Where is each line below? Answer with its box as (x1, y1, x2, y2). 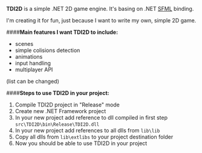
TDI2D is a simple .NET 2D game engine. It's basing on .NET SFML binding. (6, 5, 194, 12)
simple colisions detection (15, 47, 80, 54)
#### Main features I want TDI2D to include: (6, 28, 119, 36)
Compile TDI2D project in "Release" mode (15, 101, 120, 108)
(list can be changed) (6, 78, 59, 85)
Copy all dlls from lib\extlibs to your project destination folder (15, 133, 174, 140)
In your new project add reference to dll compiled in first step (15, 114, 168, 121)
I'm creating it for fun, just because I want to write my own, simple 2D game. (6, 17, 197, 24)
